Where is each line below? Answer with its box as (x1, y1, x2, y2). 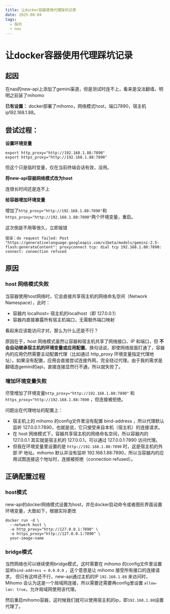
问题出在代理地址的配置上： (5, 407, 63, 413)
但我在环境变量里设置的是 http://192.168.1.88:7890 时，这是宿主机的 (12, 443, 158, 449)
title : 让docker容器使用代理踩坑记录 (5, 7, 76, 13)
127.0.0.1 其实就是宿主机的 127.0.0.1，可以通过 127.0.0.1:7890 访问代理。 (12, 437, 160, 443)
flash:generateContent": (5, 244, 58, 249)
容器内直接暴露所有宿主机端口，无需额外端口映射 (12, 316, 115, 322)
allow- (144, 580, 158, 586)
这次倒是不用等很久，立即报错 (5, 224, 67, 231)
